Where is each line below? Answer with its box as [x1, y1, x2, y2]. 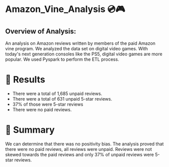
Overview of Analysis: [5, 27, 76, 35]
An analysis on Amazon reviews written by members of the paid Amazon [5, 40, 156, 46]
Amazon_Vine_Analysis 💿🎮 [5, 4, 126, 15]
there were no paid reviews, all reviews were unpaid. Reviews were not [5, 146, 152, 152]
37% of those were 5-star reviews [12, 101, 83, 107]
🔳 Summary [5, 124, 55, 136]
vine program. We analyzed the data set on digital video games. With [5, 46, 148, 51]
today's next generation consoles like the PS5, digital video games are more [5, 51, 162, 57]
